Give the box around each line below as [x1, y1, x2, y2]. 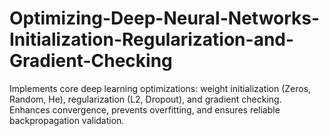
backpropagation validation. [9, 114, 125, 126]
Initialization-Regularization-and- [9, 28, 295, 51]
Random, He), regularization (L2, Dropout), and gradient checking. [9, 93, 282, 105]
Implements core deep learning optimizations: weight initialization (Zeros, [9, 82, 312, 94]
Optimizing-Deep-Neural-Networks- [9, 7, 321, 30]
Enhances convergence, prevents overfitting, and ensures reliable [9, 103, 281, 116]
